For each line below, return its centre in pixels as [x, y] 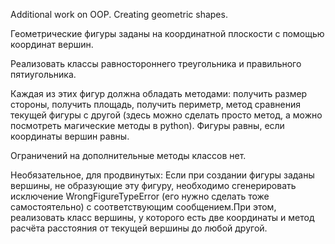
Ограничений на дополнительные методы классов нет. [128, 155]
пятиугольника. [43, 74]
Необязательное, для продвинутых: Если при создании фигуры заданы [162, 175]
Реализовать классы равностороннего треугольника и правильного [156, 63]
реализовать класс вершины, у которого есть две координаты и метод [162, 217]
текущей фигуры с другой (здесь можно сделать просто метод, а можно [166, 115]
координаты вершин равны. [70, 136]
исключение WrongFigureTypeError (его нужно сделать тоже [140, 196]
